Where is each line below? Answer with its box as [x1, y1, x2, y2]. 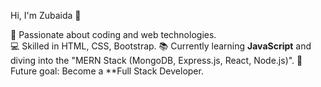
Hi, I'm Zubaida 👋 [10, 10, 82, 21]
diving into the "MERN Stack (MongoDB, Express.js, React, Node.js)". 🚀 [10, 55, 303, 66]
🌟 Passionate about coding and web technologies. [10, 29, 217, 40]
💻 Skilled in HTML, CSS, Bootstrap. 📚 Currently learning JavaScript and [10, 40, 312, 52]
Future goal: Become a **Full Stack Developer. [10, 65, 204, 77]
